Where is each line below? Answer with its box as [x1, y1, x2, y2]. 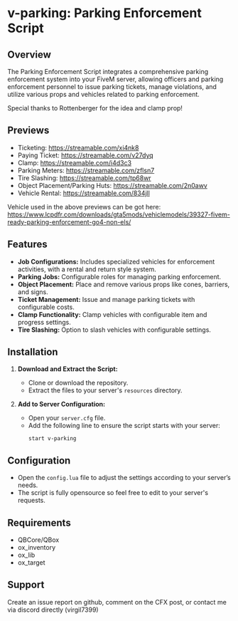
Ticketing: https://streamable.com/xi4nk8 [17, 143, 139, 152]
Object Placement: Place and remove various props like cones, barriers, [17, 280, 230, 288]
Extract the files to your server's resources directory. [28, 386, 183, 395]
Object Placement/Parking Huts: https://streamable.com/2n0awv [17, 181, 207, 189]
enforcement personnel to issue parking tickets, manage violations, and [7, 83, 217, 90]
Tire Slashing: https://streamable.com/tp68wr [17, 173, 151, 182]
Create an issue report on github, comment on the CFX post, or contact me [7, 597, 227, 606]
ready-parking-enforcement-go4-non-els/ [7, 217, 131, 226]
